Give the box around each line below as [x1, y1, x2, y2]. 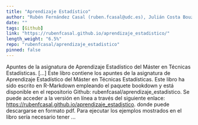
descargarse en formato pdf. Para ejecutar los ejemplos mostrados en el [6, 107, 182, 114]
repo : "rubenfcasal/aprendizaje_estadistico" [6, 42, 120, 48]
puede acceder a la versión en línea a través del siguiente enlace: [6, 94, 165, 101]
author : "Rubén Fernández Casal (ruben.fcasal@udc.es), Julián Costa [6, 14, 181, 20]
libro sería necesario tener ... [6, 113, 76, 120]
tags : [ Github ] [6, 25, 44, 31]
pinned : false [6, 47, 41, 53]
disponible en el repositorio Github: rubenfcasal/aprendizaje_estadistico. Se [6, 88, 190, 95]
